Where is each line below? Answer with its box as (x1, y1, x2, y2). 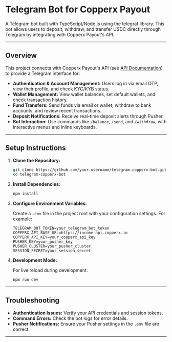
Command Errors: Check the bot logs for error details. (12, 315, 128, 321)
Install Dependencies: (12, 181, 60, 187)
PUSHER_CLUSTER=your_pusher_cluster (12, 244, 91, 249)
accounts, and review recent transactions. (12, 107, 101, 113)
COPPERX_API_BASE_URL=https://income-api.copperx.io (12, 230, 128, 236)
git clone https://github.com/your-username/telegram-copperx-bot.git (12, 167, 167, 173)
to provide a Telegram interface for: (5, 70, 80, 77)
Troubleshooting (5, 296, 60, 305)
